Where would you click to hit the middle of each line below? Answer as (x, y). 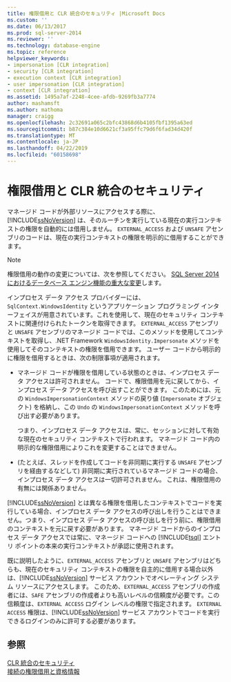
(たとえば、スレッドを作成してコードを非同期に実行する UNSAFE (107, 462)
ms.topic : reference (37, 52)
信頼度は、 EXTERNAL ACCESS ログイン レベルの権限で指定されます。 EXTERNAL (114, 603)
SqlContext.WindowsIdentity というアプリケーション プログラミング (103, 306)
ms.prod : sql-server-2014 (44, 33)
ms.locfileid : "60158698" (44, 155)
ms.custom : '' (28, 20)
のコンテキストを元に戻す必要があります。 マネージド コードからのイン (108, 528)
